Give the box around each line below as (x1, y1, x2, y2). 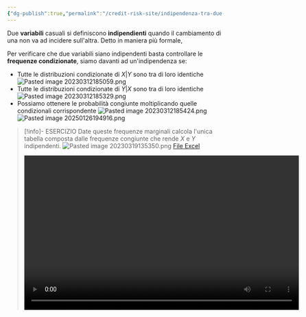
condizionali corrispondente (16, 106, 97, 115)
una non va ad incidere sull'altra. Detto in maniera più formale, (7, 36, 183, 45)
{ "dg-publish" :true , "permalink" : (7, 10, 103, 17)
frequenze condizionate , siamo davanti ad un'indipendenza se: (7, 56, 187, 65)
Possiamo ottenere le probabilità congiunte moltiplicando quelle (16, 99, 198, 107)
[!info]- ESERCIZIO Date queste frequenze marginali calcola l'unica (23, 127, 213, 135)
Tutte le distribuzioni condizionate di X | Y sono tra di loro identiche (16, 70, 204, 78)
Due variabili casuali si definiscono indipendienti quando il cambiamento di (7, 29, 222, 37)
